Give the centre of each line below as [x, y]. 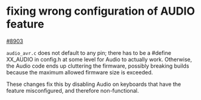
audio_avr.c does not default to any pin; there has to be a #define [89, 52]
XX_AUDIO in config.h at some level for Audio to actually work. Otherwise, [99, 59]
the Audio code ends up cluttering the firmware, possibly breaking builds [98, 66]
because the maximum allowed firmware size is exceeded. [80, 72]
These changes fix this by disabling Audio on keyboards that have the [94, 84]
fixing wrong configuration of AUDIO [100, 11]
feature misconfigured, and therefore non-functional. [73, 90]
